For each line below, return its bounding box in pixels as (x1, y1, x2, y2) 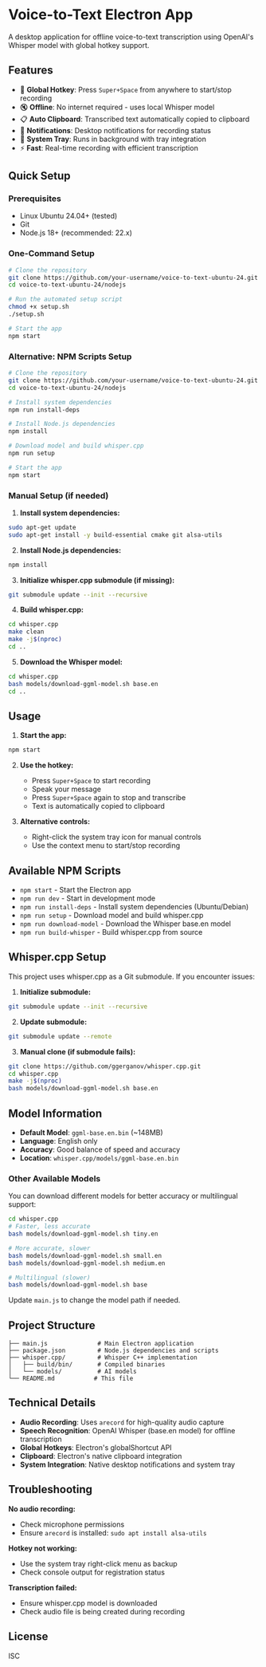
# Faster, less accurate (8, 1223, 91, 1231)
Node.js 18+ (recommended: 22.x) (19, 228, 133, 238)
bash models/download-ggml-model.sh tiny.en (8, 1230, 158, 1238)
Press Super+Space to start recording (31, 776, 151, 786)
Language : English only (19, 1136, 98, 1145)
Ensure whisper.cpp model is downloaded (19, 1598, 158, 1608)
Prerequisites (8, 193, 61, 204)
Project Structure (8, 1318, 96, 1332)
